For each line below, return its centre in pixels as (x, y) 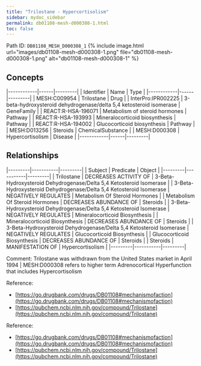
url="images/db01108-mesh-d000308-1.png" (63, 52)
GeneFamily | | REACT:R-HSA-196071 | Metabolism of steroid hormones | (97, 111)
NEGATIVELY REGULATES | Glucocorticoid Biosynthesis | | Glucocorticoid (98, 234)
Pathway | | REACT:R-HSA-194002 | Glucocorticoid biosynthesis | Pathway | (101, 124)
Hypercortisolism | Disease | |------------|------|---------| (78, 137)
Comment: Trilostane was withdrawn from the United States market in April (99, 258)
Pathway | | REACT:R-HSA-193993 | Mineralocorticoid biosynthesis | (91, 117)
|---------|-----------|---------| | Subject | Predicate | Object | (83, 170)
